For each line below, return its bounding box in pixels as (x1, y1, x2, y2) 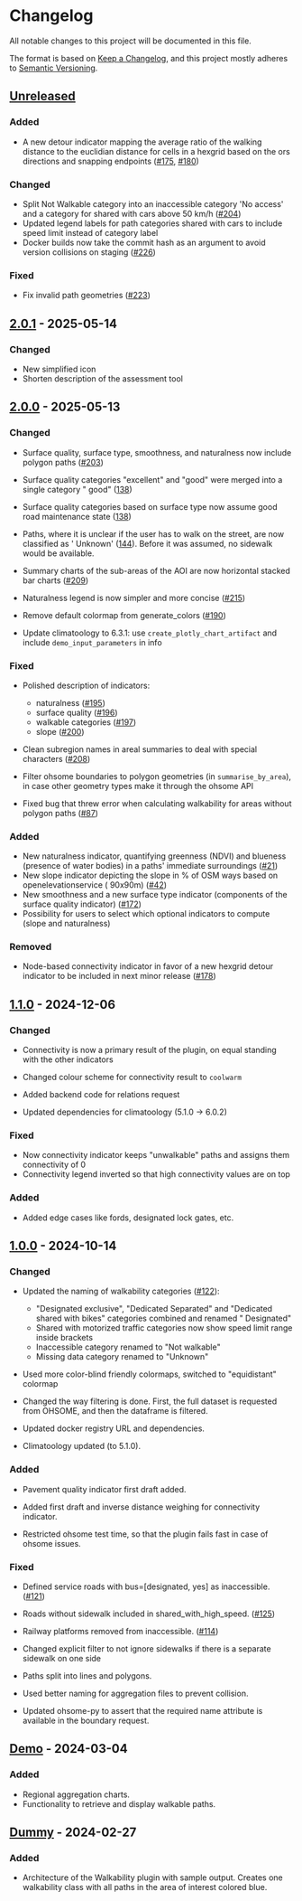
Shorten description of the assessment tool (22, 372, 183, 384)
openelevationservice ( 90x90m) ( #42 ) (22, 880, 168, 890)
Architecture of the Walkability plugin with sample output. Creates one (22, 1872, 284, 1883)
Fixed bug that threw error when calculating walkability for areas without (22, 797, 292, 809)
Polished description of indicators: (22, 680, 151, 691)
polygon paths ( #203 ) (22, 456, 104, 467)
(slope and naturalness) (22, 918, 111, 929)
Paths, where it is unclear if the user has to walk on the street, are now (22, 528, 285, 539)
